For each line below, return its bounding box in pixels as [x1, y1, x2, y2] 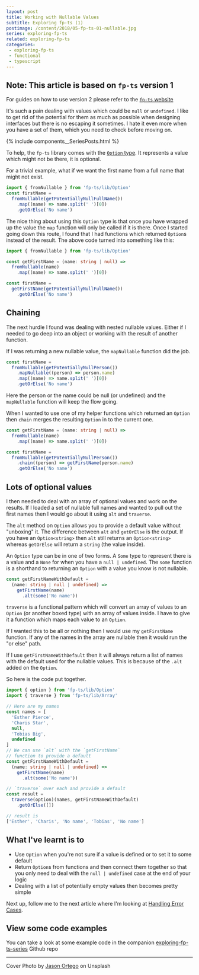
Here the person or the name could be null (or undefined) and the [6, 392, 166, 399]
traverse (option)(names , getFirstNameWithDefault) [11, 797, 139, 803]
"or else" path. [6, 640, 41, 647]
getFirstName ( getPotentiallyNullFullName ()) [11, 286, 123, 292]
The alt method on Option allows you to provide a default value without [6, 522, 181, 529]
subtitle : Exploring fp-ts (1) [6, 20, 84, 25]
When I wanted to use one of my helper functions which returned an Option [6, 410, 190, 417]
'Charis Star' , [11, 720, 49, 726]
